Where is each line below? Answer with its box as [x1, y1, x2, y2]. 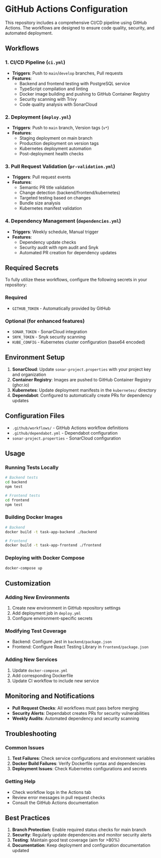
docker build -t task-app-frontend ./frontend [5, 543, 101, 548]
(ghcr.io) [12, 382, 29, 388]
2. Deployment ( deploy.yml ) [5, 114, 71, 121]
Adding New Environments [5, 594, 70, 601]
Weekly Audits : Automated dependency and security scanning [12, 715, 140, 721]
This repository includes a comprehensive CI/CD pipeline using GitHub [5, 20, 147, 25]
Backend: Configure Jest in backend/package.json [12, 638, 112, 645]
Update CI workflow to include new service [12, 678, 99, 684]
